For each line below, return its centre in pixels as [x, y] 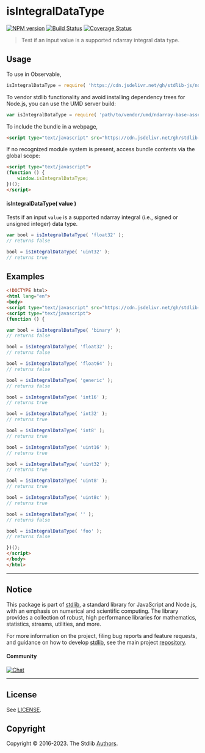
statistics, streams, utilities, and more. [54, 624]
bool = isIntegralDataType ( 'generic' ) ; [60, 380]
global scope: [23, 156]
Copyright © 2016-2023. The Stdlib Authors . [62, 744]
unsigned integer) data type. [42, 223]
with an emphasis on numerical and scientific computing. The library [92, 611]
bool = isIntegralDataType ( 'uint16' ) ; [59, 447]
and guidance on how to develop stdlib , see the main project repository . [97, 642]
